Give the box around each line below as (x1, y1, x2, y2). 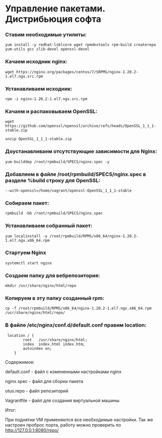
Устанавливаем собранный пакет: (5, 222, 93, 229)
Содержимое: (5, 359, 35, 365)
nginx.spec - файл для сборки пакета (5, 378, 83, 384)
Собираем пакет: (5, 199, 50, 206)
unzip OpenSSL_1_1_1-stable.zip (5, 137, 72, 142)
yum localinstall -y (5, 233, 48, 238)
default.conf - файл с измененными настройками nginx (5, 369, 122, 375)
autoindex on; (23, 346, 52, 351)
